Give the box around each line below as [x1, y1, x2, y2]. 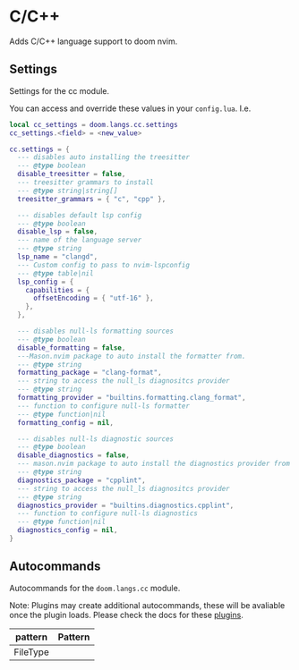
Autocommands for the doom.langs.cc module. [9, 582, 181, 593]
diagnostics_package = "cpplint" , [17, 476, 146, 485]
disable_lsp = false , [17, 227, 98, 236]
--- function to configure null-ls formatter [17, 401, 191, 411]
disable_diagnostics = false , [17, 451, 130, 460]
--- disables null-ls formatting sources [17, 327, 175, 335]
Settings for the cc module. [9, 85, 110, 96]
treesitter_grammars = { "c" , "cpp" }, [17, 194, 167, 203]
